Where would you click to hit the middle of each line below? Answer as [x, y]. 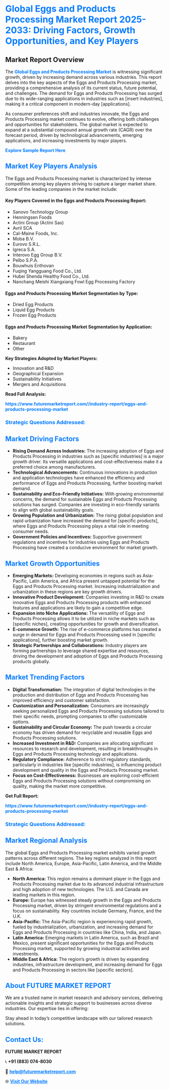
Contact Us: [24, 1039]
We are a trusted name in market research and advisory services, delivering [84, 998]
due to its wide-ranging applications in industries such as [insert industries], [84, 98]
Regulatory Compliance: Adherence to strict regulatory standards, [82, 759]
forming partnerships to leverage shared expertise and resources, [81, 651]
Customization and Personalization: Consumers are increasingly [80, 706]
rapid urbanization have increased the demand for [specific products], [86, 521]
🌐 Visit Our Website [26, 1081]
